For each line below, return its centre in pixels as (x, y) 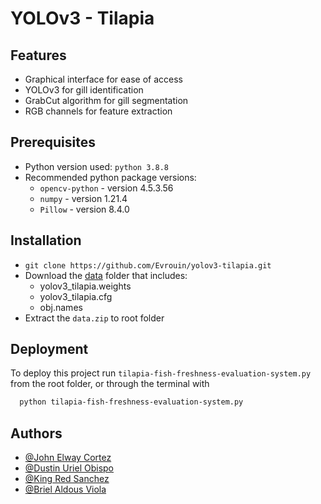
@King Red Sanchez (67, 479)
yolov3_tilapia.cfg (76, 296)
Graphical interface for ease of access (103, 79)
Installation (46, 240)
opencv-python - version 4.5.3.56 (106, 188)
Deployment (49, 349)
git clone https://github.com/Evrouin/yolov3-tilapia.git (148, 265)
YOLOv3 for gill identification (84, 90)
